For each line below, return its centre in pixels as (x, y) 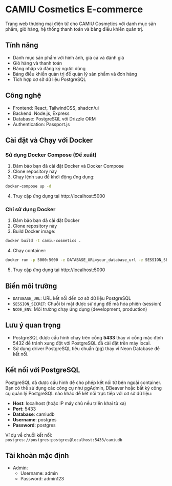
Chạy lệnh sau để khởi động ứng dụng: (53, 177)
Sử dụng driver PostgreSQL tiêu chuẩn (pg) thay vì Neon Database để (86, 348)
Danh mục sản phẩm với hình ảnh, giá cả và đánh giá (68, 57)
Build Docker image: (34, 231)
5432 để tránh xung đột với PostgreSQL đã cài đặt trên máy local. (82, 343)
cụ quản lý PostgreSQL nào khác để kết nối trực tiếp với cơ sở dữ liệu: (79, 393)
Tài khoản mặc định (37, 455)
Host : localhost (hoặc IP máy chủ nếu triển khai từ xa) (69, 403)
